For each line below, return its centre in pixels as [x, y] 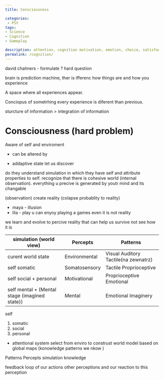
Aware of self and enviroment [35, 144]
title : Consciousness [27, 10]
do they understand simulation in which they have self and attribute [73, 173]
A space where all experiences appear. [44, 92]
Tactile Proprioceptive [131, 267]
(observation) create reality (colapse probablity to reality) [63, 198]
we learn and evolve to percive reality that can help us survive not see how [80, 222]
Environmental [81, 257]
